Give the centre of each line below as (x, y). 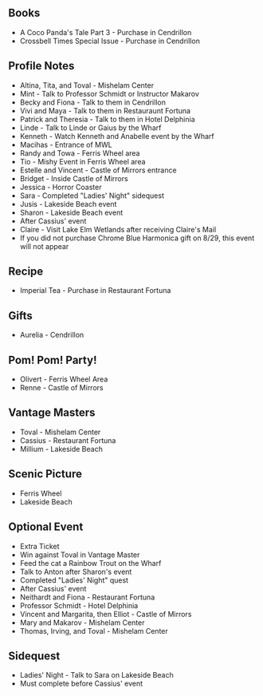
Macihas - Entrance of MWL (66, 144)
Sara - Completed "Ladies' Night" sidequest (92, 196)
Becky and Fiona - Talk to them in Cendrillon (92, 102)
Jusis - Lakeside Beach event (68, 204)
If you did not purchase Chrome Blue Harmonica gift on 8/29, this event (137, 238)
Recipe (26, 272)
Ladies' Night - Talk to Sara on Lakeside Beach (96, 675)
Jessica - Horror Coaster (61, 187)
